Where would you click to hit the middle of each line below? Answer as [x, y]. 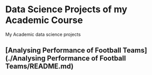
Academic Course [44, 20]
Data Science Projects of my [66, 9]
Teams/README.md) [40, 67]
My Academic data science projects [43, 34]
